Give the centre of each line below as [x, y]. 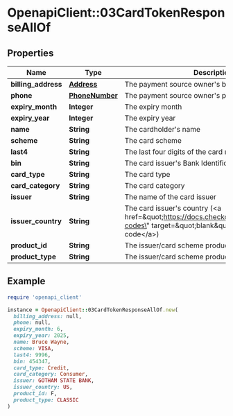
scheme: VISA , [34, 348]
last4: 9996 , [32, 355]
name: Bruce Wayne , [42, 342]
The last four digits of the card [174, 152]
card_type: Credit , [42, 368]
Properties [31, 53]
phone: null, [32, 323]
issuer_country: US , [43, 387]
